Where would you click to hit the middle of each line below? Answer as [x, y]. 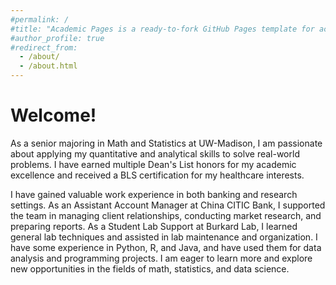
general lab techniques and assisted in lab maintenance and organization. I [164, 237]
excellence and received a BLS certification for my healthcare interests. [157, 175]
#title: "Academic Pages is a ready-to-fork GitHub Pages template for [162, 29]
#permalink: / [40, 19]
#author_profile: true [57, 38]
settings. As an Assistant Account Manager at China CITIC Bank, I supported [168, 205]
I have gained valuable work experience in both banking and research [154, 194]
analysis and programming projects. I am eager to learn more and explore [161, 258]
